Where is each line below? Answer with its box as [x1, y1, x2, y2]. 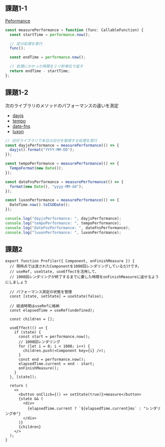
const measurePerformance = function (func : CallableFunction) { [5, 27, 144, 32]
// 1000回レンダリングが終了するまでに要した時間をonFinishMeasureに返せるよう [9, 274, 159, 279]
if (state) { [14, 330, 41, 335]
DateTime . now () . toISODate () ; [9, 202, 70, 207]
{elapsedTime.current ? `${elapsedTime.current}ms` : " [27, 406, 146, 411]
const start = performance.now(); [18, 334, 91, 339]
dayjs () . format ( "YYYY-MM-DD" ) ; [9, 147, 75, 152]
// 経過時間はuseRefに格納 [9, 303, 60, 308]
